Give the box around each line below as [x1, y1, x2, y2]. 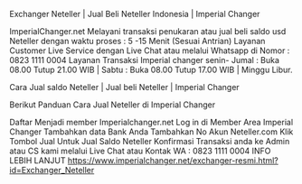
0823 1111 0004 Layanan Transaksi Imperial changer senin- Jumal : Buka [9, 55, 280, 65]
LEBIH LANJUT [9, 155, 66, 166]
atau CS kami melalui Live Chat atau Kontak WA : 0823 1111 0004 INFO [9, 145, 271, 156]
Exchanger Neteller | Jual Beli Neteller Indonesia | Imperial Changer [9, 9, 260, 19]
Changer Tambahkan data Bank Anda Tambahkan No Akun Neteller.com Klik [9, 126, 294, 137]
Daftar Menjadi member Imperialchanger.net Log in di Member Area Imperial [9, 117, 294, 127]
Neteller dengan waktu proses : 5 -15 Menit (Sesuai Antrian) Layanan [9, 36, 266, 46]
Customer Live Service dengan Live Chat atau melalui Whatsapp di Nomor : [9, 45, 290, 56]
